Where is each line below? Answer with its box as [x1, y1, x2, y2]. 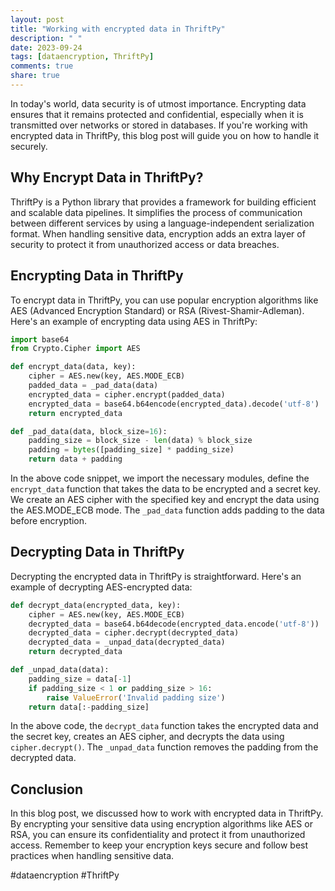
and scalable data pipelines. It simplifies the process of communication [10, 206, 303, 218]
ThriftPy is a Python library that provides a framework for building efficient [10, 196, 317, 208]
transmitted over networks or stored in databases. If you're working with [10, 119, 308, 131]
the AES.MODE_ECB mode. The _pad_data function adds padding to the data [10, 504, 325, 516]
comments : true [10, 61, 74, 71]
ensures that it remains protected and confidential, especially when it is [10, 108, 304, 120]
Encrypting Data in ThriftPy [10, 267, 184, 285]
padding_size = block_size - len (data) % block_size [28, 436, 253, 446]
